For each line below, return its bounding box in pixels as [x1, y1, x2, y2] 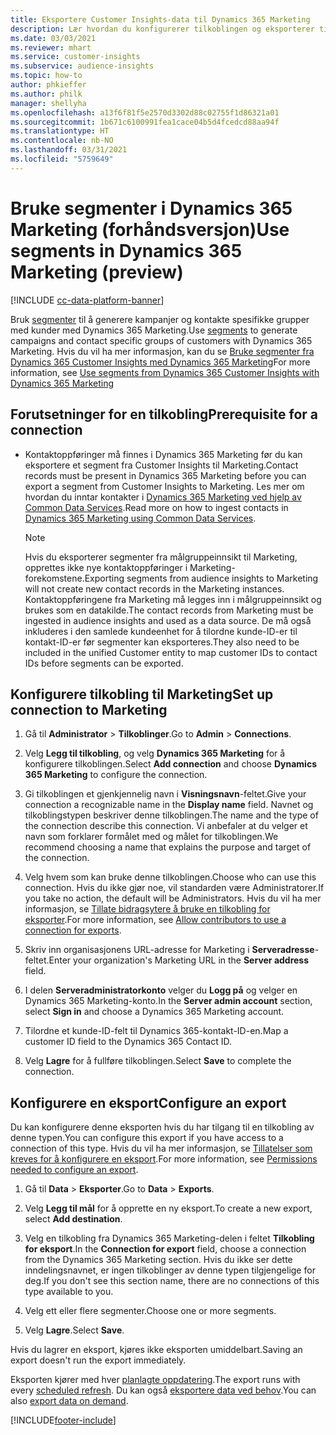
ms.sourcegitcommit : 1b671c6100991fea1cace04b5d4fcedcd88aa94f [10, 117, 280, 127]
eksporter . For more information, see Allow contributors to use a [24, 914, 287, 926]
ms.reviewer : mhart [10, 42, 92, 53]
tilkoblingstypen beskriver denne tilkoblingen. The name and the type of [24, 809, 319, 821]
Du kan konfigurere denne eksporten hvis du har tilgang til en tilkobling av [10, 1121, 315, 1133]
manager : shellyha [10, 98, 87, 108]
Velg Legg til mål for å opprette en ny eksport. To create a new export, [24, 1202, 313, 1215]
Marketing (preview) [10, 261, 184, 283]
